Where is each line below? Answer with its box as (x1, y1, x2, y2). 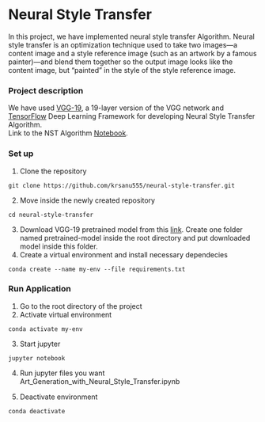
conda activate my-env (8, 325, 83, 333)
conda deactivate (8, 407, 66, 415)
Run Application (8, 283, 71, 295)
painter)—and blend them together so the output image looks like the (8, 57, 233, 67)
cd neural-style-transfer (8, 211, 93, 219)
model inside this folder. (19, 241, 98, 251)
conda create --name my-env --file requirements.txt (8, 265, 186, 273)
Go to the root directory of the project (19, 301, 142, 310)
